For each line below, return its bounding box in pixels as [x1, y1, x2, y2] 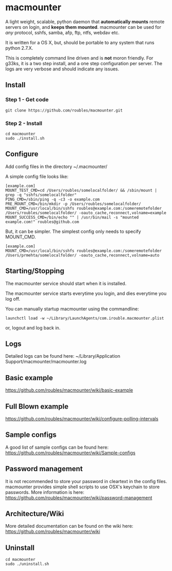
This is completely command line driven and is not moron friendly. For [5, 54, 154, 61]
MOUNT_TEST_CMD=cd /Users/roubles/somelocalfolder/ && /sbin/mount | [5, 188, 158, 193]
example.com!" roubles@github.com [5, 219, 80, 225]
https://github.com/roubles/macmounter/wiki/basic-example [5, 387, 133, 393]
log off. [5, 296, 21, 302]
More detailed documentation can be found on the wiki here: [5, 523, 133, 529]
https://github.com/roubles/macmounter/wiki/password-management [5, 494, 152, 501]
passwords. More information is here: [5, 489, 85, 495]
